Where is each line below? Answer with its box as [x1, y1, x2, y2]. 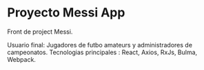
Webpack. [7, 55, 37, 63]
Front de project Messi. [7, 27, 73, 36]
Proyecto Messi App [7, 5, 125, 21]
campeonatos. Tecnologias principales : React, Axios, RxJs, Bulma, [7, 48, 198, 56]
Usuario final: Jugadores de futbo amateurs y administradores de [7, 40, 193, 49]
